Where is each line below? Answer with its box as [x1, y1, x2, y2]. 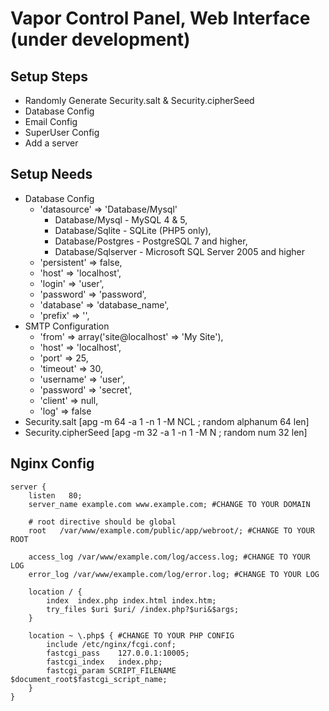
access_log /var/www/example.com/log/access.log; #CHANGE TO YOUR [28, 552, 311, 562]
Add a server [24, 137, 79, 149]
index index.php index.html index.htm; [46, 595, 217, 606]
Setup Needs [10, 166, 93, 183]
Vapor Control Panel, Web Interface [10, 7, 311, 30]
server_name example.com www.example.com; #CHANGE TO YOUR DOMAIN [28, 499, 311, 509]
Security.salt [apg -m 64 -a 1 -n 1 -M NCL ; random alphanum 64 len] [24, 415, 310, 427]
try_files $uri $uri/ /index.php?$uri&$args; [46, 604, 240, 614]
